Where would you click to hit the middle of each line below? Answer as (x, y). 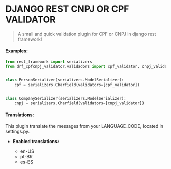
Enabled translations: (36, 141)
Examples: (17, 51)
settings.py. (17, 131)
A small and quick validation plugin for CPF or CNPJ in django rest (87, 34)
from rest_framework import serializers (49, 62)
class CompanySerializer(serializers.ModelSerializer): (66, 98)
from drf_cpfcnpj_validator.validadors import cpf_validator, (73, 67)
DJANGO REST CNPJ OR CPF (67, 9)
